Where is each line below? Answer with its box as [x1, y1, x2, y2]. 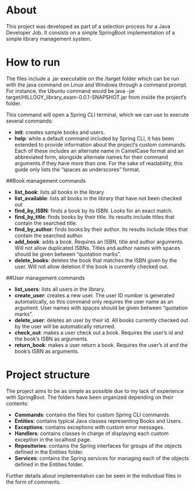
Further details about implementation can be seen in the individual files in [6, 472, 182, 479]
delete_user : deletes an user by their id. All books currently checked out [14, 317, 189, 324]
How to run [6, 56, 61, 69]
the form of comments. [6, 478, 61, 485]
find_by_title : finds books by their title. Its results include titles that [14, 213, 175, 220]
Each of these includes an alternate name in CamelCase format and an [14, 147, 184, 154]
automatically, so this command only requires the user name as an [14, 298, 173, 305]
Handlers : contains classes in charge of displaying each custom [14, 430, 169, 437]
